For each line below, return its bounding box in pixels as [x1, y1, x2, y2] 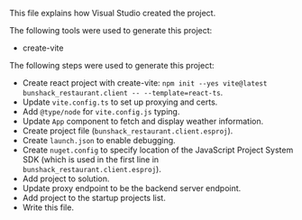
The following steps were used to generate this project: [9, 60, 215, 70]
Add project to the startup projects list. [22, 193, 167, 203]
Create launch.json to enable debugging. [22, 135, 176, 145]
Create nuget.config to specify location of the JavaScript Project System [22, 144, 294, 155]
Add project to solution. [22, 173, 110, 184]
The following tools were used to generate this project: [9, 25, 213, 35]
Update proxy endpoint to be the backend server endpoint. [22, 183, 242, 193]
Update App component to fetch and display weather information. [22, 116, 264, 126]
